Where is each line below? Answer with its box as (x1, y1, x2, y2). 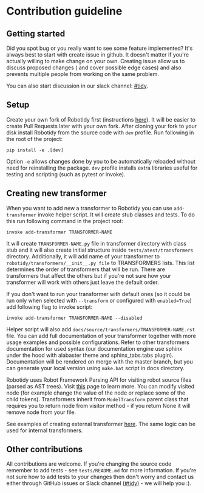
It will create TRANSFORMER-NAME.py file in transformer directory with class (6, 240, 187, 247)
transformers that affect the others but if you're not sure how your (6, 272, 172, 279)
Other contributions (6, 444, 83, 455)
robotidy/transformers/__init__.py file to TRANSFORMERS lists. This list (6, 259, 195, 266)
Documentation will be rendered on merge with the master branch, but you (6, 357, 193, 365)
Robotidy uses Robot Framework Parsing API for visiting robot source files (6, 376, 192, 384)
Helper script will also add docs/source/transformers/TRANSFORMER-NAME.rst (6, 325, 195, 333)
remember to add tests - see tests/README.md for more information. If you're (6, 467, 197, 474)
